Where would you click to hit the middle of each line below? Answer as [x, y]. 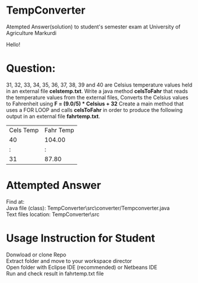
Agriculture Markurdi [31, 33]
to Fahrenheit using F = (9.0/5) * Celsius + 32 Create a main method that [95, 104]
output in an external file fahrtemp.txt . [53, 116]
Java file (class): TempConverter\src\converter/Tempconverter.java [88, 208]
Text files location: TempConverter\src [53, 214]
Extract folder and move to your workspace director [69, 261]
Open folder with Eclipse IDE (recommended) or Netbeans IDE [82, 267]
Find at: [15, 201]
